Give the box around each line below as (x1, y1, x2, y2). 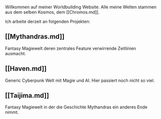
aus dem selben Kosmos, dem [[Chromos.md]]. (5, 9, 100, 15)
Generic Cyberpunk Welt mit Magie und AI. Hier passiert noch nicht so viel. (5, 77, 155, 83)
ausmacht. (5, 50, 26, 56)
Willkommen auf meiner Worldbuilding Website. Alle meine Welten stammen (5, 4, 157, 10)
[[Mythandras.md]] (5, 32, 64, 41)
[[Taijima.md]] (5, 91, 49, 100)
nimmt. (5, 109, 19, 115)
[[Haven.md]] (5, 65, 47, 73)
